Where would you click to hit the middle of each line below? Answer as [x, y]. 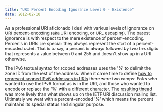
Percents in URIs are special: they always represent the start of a [70, 43]
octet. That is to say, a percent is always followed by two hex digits [91, 48]
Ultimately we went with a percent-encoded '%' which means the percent [79, 99]
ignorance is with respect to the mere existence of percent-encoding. [75, 38]
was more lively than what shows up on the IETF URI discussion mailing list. [81, 94]
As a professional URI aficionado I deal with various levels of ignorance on [80, 28]
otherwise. [16, 59]
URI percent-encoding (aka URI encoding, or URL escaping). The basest [78, 33]
